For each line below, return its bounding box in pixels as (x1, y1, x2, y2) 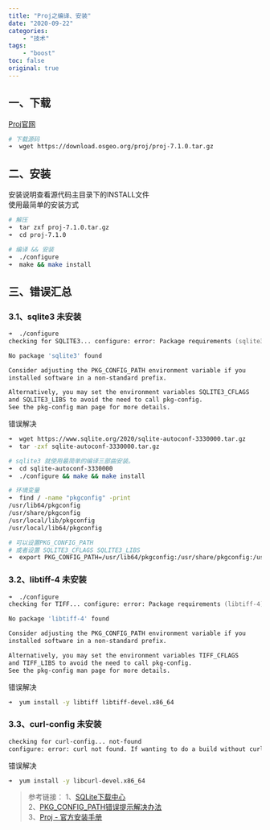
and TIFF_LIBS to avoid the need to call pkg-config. (8, 658, 193, 667)
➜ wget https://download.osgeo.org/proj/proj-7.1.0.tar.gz (8, 143, 215, 151)
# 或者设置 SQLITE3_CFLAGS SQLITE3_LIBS (8, 546, 141, 554)
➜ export (8, 554, 42, 562)
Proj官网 (8, 118, 36, 129)
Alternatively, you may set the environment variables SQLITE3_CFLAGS (8, 388, 250, 396)
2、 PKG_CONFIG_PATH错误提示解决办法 (27, 803, 162, 812)
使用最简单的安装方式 (8, 200, 79, 210)
